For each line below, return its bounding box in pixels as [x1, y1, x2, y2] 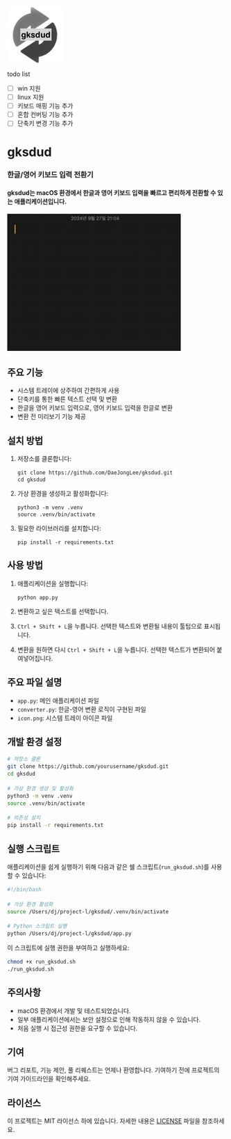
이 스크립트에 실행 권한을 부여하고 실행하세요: [7, 943, 130, 952]
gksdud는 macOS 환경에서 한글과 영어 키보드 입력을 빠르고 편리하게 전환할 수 [7, 189, 216, 197]
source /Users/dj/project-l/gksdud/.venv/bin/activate [7, 908, 169, 915]
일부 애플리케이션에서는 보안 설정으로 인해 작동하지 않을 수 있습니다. [17, 1015, 201, 1023]
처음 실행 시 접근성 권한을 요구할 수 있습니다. [17, 1023, 138, 1032]
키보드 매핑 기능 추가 [17, 102, 74, 110]
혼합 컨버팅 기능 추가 [17, 111, 74, 119]
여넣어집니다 [17, 654, 52, 662]
